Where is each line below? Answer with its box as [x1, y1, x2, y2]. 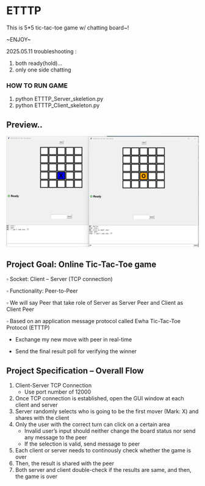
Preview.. [6, 119, 43, 130]
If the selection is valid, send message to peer [24, 440, 140, 447]
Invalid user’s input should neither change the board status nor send [24, 427, 196, 435]
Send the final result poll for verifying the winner [15, 348, 137, 355]
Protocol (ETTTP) [6, 324, 50, 331]
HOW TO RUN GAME [6, 81, 68, 89]
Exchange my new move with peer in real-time [15, 336, 132, 343]
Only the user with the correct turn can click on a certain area [15, 421, 170, 428]
